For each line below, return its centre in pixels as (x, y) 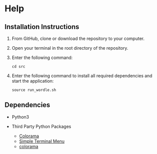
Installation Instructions (42, 27)
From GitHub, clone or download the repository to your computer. (78, 38)
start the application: (33, 81)
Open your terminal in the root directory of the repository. (70, 48)
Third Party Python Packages (41, 126)
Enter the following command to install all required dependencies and (82, 76)
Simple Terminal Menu (42, 141)
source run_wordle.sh (34, 90)
